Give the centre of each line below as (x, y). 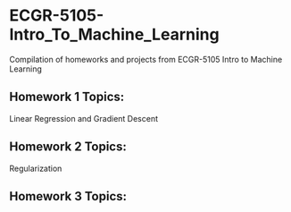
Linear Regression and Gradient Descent (84, 118)
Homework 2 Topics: (68, 147)
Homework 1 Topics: (67, 97)
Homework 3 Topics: (68, 196)
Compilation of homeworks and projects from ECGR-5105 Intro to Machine (146, 59)
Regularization (36, 168)
